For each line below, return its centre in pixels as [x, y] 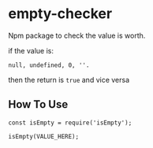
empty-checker [60, 14]
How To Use [38, 104]
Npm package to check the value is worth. [77, 35]
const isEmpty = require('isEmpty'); [70, 123]
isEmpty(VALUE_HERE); [44, 136]
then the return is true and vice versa [69, 80]
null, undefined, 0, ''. [49, 65]
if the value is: [31, 50]
